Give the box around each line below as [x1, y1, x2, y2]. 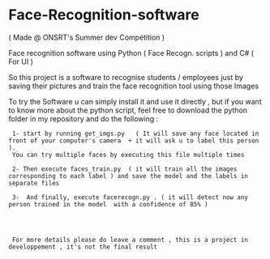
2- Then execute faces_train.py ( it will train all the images [11, 164, 238, 173]
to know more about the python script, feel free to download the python [8, 105, 248, 115]
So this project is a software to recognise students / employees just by [8, 72, 243, 82]
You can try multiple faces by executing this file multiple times [11, 151, 245, 159]
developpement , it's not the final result [8, 243, 158, 251]
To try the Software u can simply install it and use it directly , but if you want [8, 96, 262, 106]
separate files [8, 179, 60, 187]
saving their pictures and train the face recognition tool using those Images [8, 81, 259, 91]
